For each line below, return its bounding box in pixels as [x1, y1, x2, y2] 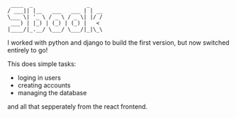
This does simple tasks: [7, 60, 77, 68]
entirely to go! [7, 46, 48, 54]
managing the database [17, 89, 87, 97]
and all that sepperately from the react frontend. [7, 102, 148, 111]
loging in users [17, 73, 62, 82]
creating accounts [17, 81, 71, 90]
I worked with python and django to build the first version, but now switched [7, 38, 230, 47]
